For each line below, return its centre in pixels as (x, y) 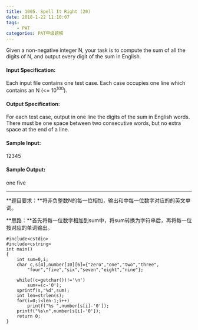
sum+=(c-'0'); (44, 285)
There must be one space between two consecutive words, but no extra (94, 123)
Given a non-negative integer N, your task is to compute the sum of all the (96, 50)
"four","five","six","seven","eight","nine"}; (85, 270)
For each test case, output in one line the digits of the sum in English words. (98, 117)
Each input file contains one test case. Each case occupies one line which (96, 83)
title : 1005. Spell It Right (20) (49, 11)
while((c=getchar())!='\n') (51, 280)
